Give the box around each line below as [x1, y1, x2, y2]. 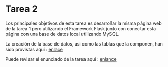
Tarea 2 [5, 3, 38, 15]
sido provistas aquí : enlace [5, 46, 63, 52]
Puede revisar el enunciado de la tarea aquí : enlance [5, 56, 117, 62]
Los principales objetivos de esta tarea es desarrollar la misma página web [5, 20, 162, 26]
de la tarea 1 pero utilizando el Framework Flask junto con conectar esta [5, 25, 156, 31]
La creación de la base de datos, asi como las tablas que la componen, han [5, 40, 163, 47]
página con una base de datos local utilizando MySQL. [5, 31, 120, 37]
